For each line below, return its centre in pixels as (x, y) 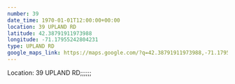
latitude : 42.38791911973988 (50, 33)
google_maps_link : (34, 53)
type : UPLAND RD (31, 46)
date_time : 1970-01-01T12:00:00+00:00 (64, 20)
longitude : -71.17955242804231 (53, 40)
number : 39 (23, 14)
